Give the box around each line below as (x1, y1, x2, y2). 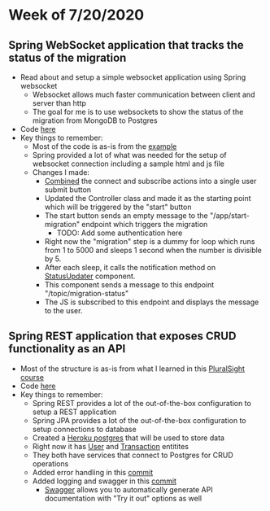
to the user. (44, 306, 83, 315)
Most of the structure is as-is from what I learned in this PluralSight (20, 364, 246, 373)
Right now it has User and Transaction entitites (32, 441, 189, 451)
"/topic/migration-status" (44, 289, 128, 298)
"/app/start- (210, 211, 250, 221)
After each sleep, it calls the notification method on (44, 263, 216, 272)
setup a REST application (32, 407, 117, 417)
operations (32, 458, 69, 469)
